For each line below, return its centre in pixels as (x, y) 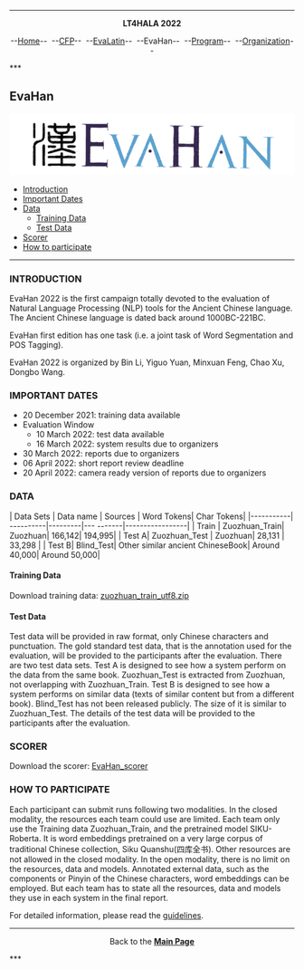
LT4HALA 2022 (152, 23)
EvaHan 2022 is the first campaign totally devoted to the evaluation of (139, 299)
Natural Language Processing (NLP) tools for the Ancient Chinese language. (151, 308)
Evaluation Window (58, 425)
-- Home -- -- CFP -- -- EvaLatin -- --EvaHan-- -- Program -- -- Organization (150, 41)
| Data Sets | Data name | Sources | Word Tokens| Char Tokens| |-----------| (152, 516)
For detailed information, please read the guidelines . (106, 915)
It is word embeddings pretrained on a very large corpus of (153, 838)
